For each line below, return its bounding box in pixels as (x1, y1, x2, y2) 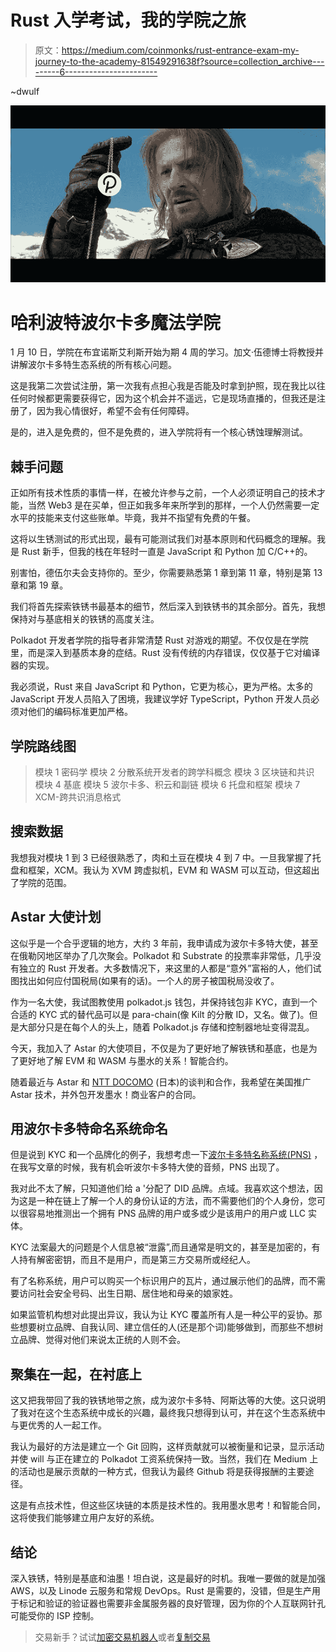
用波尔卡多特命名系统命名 (10, 1121, 168, 1138)
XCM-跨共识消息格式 (34, 791, 122, 803)
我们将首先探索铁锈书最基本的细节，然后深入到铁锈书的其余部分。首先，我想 (10, 601, 326, 613)
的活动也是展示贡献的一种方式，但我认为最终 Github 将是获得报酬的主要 (10, 1466, 306, 1478)
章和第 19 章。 (10, 579, 69, 591)
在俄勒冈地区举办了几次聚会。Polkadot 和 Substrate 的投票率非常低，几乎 (10, 949, 313, 961)
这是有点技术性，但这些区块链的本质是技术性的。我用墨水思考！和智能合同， (10, 1499, 326, 1511)
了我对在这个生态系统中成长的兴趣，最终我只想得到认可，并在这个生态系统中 (10, 1407, 326, 1419)
